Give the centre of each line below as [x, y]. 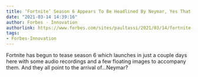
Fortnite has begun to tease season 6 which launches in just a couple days [97, 55]
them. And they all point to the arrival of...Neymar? [67, 67]
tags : [13, 33]
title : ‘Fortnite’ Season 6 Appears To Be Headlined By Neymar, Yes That [99, 11]
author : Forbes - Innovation [42, 22]
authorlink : [21, 28]
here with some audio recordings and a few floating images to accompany [96, 61]
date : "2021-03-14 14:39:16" [42, 17]
